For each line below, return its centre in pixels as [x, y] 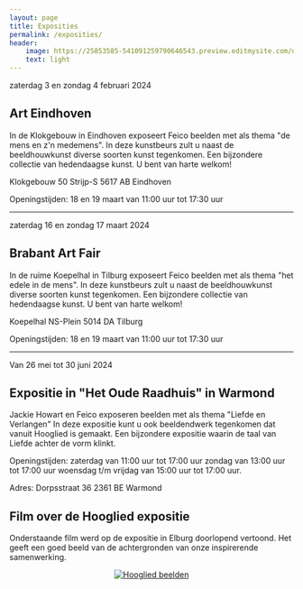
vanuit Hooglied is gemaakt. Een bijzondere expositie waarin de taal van [143, 434]
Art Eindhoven [50, 114]
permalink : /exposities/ [56, 34]
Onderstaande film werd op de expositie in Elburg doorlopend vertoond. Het [151, 538]
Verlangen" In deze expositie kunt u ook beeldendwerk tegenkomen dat [142, 424]
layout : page [34, 18]
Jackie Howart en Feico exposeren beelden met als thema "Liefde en [138, 415]
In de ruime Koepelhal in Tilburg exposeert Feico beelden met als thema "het [151, 275]
